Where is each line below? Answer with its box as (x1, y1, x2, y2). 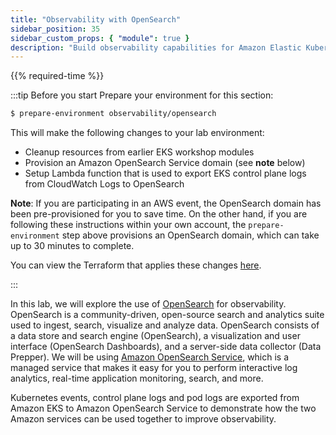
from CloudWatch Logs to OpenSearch (24, 178, 185, 190)
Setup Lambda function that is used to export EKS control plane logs (24, 167, 307, 180)
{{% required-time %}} (10, 70, 105, 82)
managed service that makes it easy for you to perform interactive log (10, 362, 298, 374)
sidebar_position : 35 (10, 24, 101, 34)
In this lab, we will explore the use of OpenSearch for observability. (10, 298, 287, 310)
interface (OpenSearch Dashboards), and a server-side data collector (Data (10, 341, 322, 353)
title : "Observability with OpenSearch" (10, 14, 182, 25)
